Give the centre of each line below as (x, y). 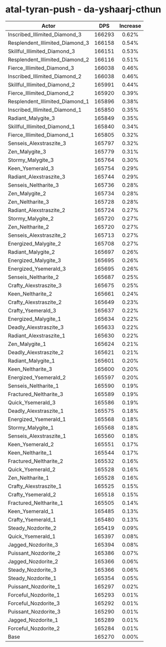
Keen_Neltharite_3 (30, 369)
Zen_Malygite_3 (27, 151)
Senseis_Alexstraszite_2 (37, 235)
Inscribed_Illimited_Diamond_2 (45, 76)
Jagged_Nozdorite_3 (33, 545)
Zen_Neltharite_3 (29, 202)
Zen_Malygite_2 (27, 193)
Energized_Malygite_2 (35, 243)
